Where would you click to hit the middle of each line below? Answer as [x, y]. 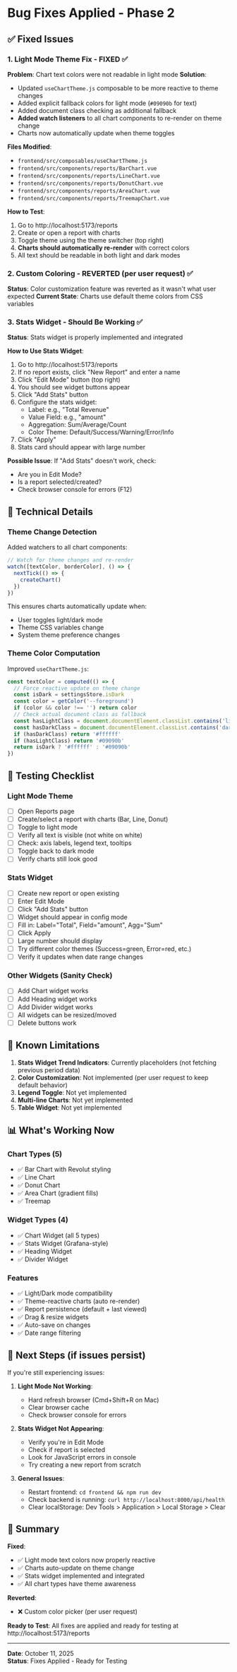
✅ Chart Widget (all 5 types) [59, 1235]
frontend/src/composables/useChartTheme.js [83, 161]
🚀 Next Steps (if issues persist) [77, 1356]
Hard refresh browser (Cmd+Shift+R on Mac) [93, 1400]
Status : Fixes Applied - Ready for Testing [67, 1661]
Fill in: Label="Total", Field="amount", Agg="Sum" [90, 925]
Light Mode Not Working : [55, 1386]
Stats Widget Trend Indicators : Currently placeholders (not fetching [117, 1062]
